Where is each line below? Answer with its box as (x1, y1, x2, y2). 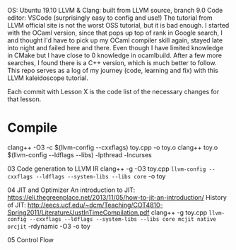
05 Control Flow (7, 235, 54, 244)
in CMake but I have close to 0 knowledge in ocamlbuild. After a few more (7, 51, 223, 59)
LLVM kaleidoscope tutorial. (7, 74, 88, 82)
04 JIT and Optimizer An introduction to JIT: (7, 186, 136, 194)
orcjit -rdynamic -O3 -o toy (7, 222, 90, 230)
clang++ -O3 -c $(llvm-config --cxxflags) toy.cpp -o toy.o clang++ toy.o (7, 143, 218, 152)
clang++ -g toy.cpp (151, 208, 208, 217)
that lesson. (7, 95, 42, 103)
